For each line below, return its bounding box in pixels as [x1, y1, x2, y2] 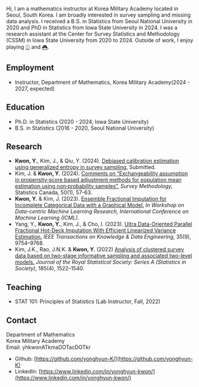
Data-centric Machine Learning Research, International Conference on [14, 208, 189, 215]
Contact [6, 315, 37, 325]
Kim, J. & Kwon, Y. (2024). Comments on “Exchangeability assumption [14, 170, 188, 177]
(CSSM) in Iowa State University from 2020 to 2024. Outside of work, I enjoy [6, 37, 194, 43]
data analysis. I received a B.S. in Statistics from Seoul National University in [6, 18, 193, 24]
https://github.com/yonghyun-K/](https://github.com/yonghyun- [36, 355, 193, 363]
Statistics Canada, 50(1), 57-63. [14, 189, 93, 196]
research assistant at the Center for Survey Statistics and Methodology [6, 30, 180, 38]
